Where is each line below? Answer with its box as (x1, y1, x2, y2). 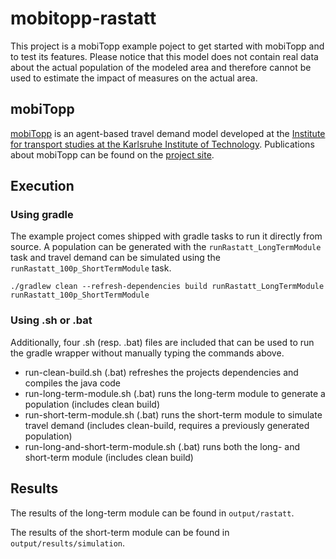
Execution (10, 178, 75, 195)
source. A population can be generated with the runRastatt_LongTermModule (10, 241, 322, 253)
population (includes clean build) (24, 398, 161, 410)
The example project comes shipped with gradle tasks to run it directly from (10, 230, 323, 242)
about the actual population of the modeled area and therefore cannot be (10, 61, 312, 73)
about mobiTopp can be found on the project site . (10, 148, 215, 161)
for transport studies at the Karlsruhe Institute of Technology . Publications (10, 138, 315, 150)
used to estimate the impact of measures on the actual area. (10, 72, 258, 84)
